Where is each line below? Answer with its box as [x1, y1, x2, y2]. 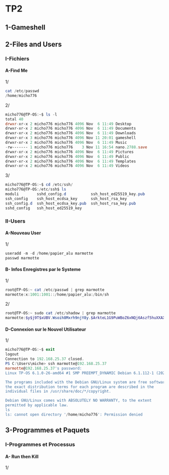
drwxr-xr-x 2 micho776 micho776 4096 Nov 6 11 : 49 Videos [5, 163, 129, 168]
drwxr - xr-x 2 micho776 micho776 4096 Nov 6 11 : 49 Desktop [5, 121, 132, 126]
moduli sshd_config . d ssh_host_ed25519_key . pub [5, 192, 145, 197]
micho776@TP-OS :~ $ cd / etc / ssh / [5, 182, 73, 187]
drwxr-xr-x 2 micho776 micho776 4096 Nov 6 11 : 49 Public [5, 154, 129, 159]
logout [5, 352, 19, 357]
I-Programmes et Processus [5, 441, 75, 448]
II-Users [5, 217, 26, 224]
